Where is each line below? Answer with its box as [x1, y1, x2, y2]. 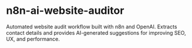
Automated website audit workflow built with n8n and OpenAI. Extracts [6, 23, 177, 30]
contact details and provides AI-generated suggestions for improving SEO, [6, 29, 186, 36]
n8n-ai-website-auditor [6, 4, 124, 17]
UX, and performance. [6, 35, 60, 42]
